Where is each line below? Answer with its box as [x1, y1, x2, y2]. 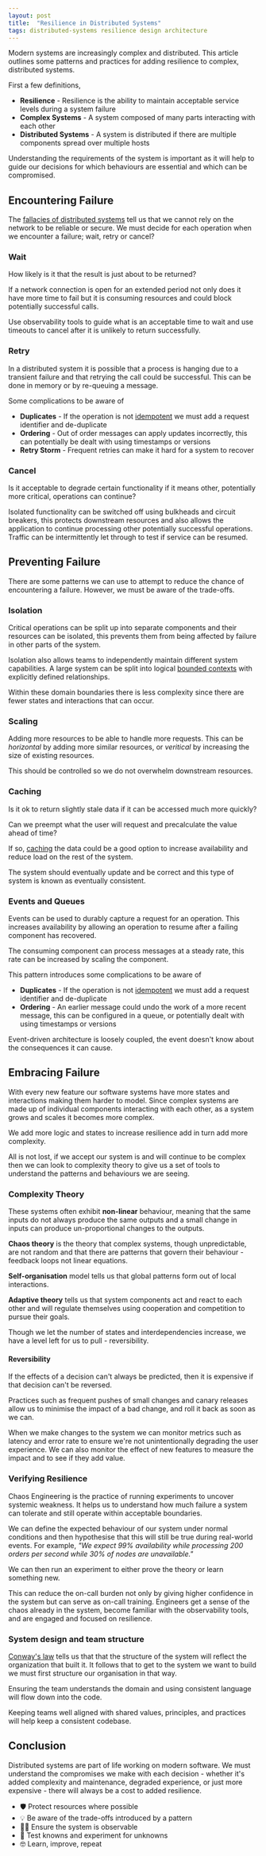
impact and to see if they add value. [8, 1453, 125, 1463]
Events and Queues [8, 896, 85, 907]
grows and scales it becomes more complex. [8, 1112, 155, 1122]
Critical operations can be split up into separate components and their [8, 623, 237, 632]
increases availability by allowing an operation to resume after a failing [8, 922, 238, 932]
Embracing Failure [8, 1066, 101, 1080]
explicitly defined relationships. [8, 672, 110, 682]
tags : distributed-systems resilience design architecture [8, 26, 208, 34]
